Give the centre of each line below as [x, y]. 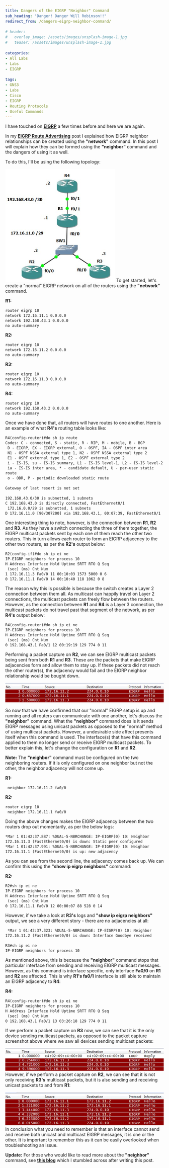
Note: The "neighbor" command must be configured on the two [72, 758]
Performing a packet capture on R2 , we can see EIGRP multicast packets [80, 654]
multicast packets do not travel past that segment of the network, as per [80, 610]
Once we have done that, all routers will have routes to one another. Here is [83, 423]
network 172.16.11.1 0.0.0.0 [36, 316]
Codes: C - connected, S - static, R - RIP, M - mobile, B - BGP [75, 443]
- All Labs [17, 58]
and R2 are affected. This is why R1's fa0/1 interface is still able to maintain [83, 976]
